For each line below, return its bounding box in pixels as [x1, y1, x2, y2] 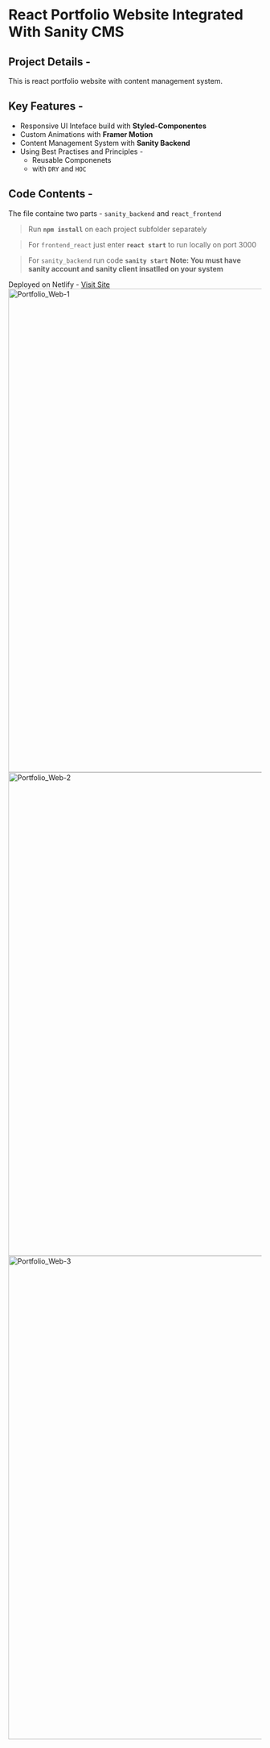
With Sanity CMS [8, 23, 125, 41]
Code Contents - [8, 187, 93, 201]
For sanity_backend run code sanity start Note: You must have [27, 255, 241, 265]
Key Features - [8, 99, 84, 114]
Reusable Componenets [31, 155, 112, 164]
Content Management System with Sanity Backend [19, 138, 190, 147]
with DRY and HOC [31, 164, 87, 173]
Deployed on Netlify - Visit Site [8, 280, 110, 289]
